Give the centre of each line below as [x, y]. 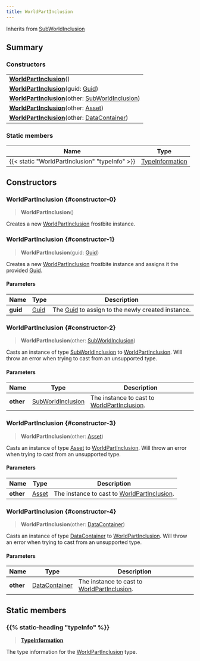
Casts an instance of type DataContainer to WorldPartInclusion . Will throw [97, 536]
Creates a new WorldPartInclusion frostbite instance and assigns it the [92, 264]
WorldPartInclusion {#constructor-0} [61, 199]
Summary [25, 47]
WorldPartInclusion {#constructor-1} [60, 239]
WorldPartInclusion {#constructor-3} [61, 423]
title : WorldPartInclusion [40, 12]
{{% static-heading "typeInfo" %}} [58, 627]
